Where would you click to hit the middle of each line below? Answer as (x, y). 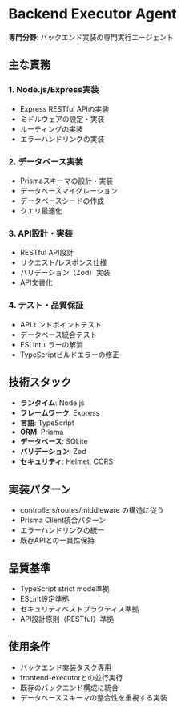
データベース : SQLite (54, 441)
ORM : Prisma (42, 432)
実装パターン (40, 489)
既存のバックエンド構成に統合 (69, 688)
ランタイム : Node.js (52, 403)
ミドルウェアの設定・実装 (62, 119)
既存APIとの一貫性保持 (57, 540)
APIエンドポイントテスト (61, 324)
